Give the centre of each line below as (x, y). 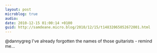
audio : (12, 18)
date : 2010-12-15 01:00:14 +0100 (39, 23)
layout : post (18, 9)
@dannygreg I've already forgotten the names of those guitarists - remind (79, 41)
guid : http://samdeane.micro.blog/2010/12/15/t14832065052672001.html (78, 27)
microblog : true (21, 14)
